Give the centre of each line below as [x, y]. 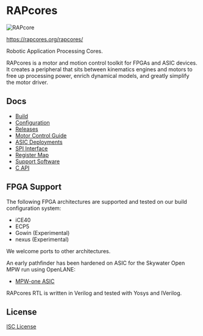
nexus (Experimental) [42, 239]
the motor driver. [27, 82]
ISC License [21, 327]
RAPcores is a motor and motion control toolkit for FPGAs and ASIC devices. [102, 63]
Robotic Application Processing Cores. [55, 51]
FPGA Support [34, 187]
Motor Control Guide [41, 135]
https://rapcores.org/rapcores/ [45, 39]
